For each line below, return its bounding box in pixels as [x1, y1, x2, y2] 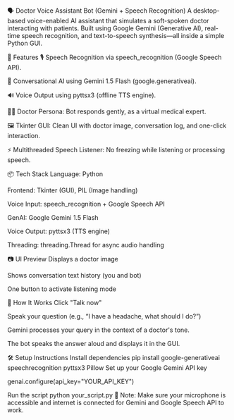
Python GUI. [7, 39, 43, 47]
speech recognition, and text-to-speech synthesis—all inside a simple [21, 32, 225, 39]
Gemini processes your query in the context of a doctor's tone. [7, 326, 190, 334]
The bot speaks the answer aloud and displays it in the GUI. [7, 340, 180, 347]
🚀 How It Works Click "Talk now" [7, 299, 102, 307]
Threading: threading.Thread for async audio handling [7, 241, 164, 249]
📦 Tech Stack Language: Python [7, 170, 104, 178]
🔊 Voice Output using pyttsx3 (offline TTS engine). [7, 91, 156, 99]
